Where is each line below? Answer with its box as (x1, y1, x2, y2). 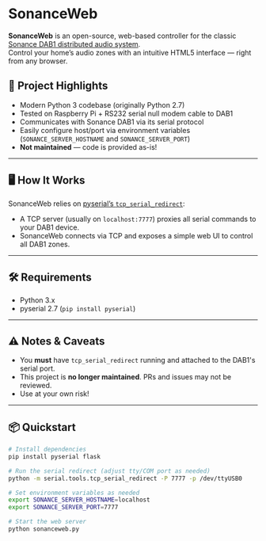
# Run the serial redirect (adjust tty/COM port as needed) (8, 467, 211, 475)
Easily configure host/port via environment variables (19, 125, 191, 135)
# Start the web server (8, 518, 87, 526)
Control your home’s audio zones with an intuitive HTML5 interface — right (8, 48, 252, 57)
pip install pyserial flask (8, 452, 101, 460)
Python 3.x (19, 295, 55, 305)
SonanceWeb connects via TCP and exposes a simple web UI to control (19, 230, 253, 240)
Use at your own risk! (19, 389, 89, 398)
